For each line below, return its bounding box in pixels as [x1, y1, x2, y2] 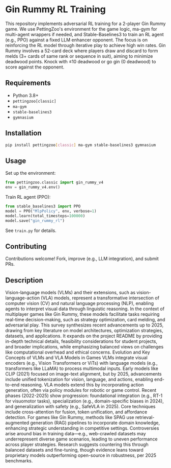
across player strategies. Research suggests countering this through [5, 441, 149, 448]
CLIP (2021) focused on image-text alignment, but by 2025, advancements [5, 371, 162, 377]
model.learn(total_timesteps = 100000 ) [5, 213, 85, 218]
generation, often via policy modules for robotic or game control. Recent [5, 387, 157, 393]
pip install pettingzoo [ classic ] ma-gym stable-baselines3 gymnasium [5, 142, 156, 148]
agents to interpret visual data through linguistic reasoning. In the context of [5, 306, 164, 312]
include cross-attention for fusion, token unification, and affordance [5, 409, 148, 415]
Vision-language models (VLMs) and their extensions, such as [5, 290, 136, 296]
